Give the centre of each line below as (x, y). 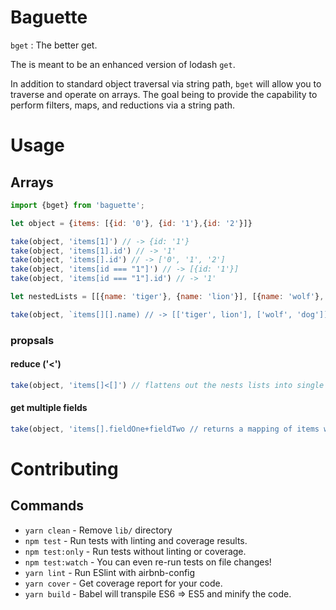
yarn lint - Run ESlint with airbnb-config (110, 572)
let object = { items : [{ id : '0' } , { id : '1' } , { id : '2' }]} (131, 223)
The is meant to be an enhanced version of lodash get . (123, 64)
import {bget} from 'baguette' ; (77, 205)
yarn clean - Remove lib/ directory (98, 530)
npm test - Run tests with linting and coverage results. (136, 540)
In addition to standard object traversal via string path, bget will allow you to (166, 83)
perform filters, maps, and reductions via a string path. (123, 105)
